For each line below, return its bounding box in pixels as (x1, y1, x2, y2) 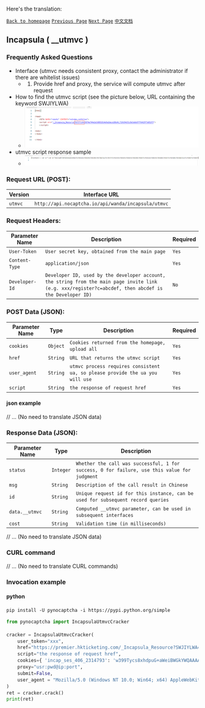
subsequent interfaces (76, 512, 134, 518)
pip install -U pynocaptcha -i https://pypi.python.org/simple (6, 607, 171, 613)
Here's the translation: (6, 6, 62, 12)
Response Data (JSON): (6, 428, 78, 437)
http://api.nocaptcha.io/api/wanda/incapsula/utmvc (34, 200, 169, 207)
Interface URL (83, 190, 120, 198)
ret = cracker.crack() (6, 690, 64, 696)
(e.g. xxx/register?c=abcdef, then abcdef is (45, 285, 163, 292)
